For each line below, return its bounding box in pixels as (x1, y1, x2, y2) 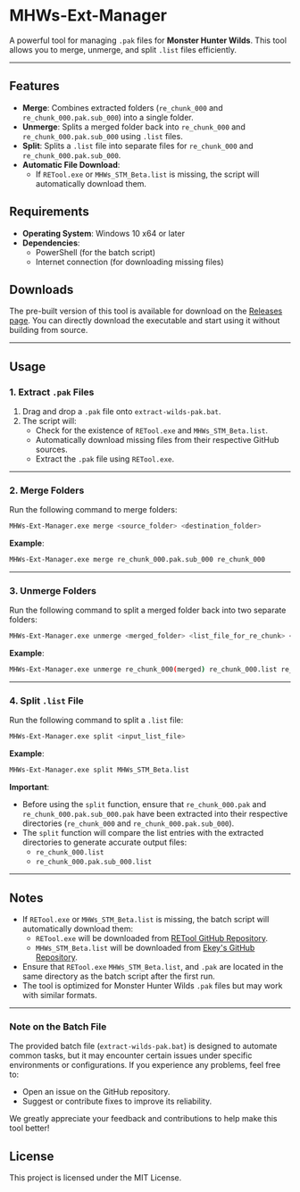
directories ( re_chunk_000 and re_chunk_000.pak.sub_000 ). (21, 818, 235, 829)
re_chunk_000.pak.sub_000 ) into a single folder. (21, 112, 194, 122)
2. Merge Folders (9, 484, 85, 496)
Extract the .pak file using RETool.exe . (35, 454, 175, 464)
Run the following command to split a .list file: (9, 715, 184, 726)
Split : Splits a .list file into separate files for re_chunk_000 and (21, 140, 254, 151)
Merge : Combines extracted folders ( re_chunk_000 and (21, 102, 223, 113)
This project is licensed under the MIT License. (9, 1172, 182, 1183)
